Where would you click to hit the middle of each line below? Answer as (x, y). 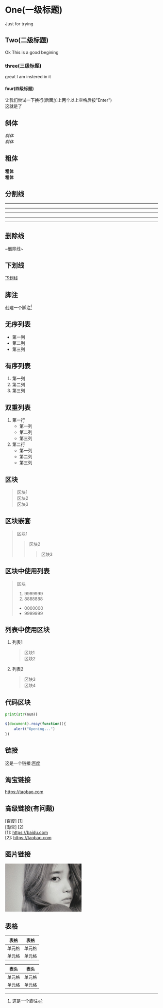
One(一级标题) (34, 10)
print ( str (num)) (21, 715)
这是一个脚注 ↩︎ (27, 1001)
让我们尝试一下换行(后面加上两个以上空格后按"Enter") (58, 100)
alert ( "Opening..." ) (34, 729)
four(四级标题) (19, 88)
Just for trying (19, 24)
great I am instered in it (28, 77)
